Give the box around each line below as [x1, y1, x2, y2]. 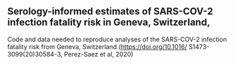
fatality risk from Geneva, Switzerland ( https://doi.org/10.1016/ [7, 42, 187, 51]
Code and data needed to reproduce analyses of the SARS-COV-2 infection [7, 35, 228, 43]
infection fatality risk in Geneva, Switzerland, [7, 17, 211, 29]
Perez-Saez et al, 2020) [64, 50, 134, 58]
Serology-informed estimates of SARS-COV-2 [7, 6, 213, 17]
